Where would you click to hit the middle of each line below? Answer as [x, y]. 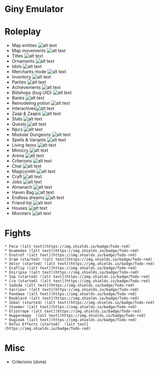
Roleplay [23, 32]
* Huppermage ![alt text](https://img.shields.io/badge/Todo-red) [75, 316]
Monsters [21, 213]
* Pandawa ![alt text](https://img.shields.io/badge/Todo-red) [71, 294]
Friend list [22, 203]
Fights [18, 233]
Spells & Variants [29, 140]
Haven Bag [23, 192]
